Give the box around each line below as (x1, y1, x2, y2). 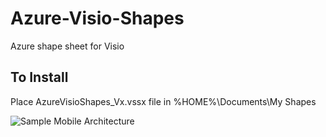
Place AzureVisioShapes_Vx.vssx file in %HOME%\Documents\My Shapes (10, 95, 317, 107)
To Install (10, 69, 69, 86)
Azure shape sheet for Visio (10, 40, 125, 52)
